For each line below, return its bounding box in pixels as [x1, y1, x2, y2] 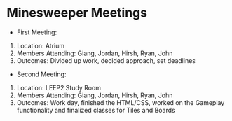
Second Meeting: [16, 70, 67, 78]
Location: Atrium [16, 41, 65, 50]
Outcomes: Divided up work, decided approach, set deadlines [16, 56, 196, 64]
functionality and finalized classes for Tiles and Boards [16, 106, 176, 114]
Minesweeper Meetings [6, 5, 148, 21]
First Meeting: [16, 28, 57, 36]
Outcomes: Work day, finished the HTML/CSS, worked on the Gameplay [16, 98, 225, 106]
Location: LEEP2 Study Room [16, 83, 102, 92]
